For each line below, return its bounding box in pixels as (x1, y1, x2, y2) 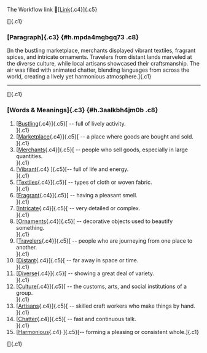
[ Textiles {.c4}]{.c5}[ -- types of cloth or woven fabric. (15, 178, 152, 186)
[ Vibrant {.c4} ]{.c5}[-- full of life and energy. (15, 165, 129, 173)
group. (15, 289, 33, 297)
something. (15, 224, 45, 231)
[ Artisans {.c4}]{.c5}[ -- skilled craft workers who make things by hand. (15, 302, 195, 309)
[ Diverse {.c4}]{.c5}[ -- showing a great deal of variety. (15, 270, 155, 277)
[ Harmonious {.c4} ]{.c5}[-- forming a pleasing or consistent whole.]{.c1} (15, 328, 199, 335)
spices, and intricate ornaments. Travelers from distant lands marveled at (7, 53, 192, 61)
